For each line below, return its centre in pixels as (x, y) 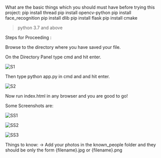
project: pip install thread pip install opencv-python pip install (68, 13)
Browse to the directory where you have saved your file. (63, 47)
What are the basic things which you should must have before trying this (80, 7)
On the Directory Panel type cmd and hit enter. (53, 57)
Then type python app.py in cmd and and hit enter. (58, 76)
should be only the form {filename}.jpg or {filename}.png (64, 150)
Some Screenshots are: (29, 106)
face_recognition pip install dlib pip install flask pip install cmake (71, 18)
